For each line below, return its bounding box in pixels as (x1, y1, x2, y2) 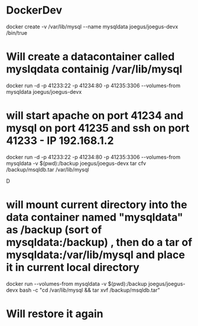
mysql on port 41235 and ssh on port (6, 121, 190, 135)
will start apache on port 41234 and (6, 109, 184, 123)
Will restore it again (6, 307, 103, 320)
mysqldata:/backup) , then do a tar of (6, 236, 193, 249)
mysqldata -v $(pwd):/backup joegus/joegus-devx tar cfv (6, 160, 147, 167)
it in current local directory (6, 261, 140, 274)
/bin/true (6, 29, 28, 36)
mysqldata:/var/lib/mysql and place (6, 248, 185, 261)
